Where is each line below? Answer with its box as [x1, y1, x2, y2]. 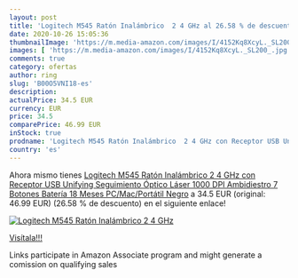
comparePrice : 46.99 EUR [9, 121, 101, 130]
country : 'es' [9, 145, 62, 154]
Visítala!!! [9, 232, 43, 242]
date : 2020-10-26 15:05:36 [9, 29, 109, 38]
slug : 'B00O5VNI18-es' [9, 79, 93, 88]
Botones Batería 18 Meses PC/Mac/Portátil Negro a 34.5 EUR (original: [9, 188, 266, 199]
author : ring [9, 71, 58, 80]
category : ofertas [9, 63, 77, 72]
